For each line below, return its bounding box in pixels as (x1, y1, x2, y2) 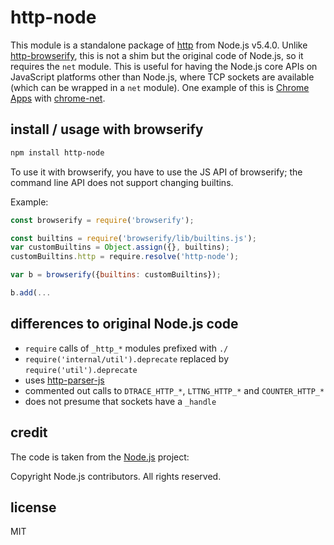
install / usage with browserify (10, 121, 204, 138)
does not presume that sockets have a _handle (24, 395, 217, 407)
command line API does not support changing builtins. (10, 176, 234, 188)
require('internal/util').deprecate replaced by (24, 352, 230, 365)
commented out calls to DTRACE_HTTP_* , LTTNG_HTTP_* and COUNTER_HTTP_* (24, 384, 325, 396)
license (10, 499, 57, 516)
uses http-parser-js (24, 374, 105, 386)
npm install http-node (10, 147, 105, 158)
